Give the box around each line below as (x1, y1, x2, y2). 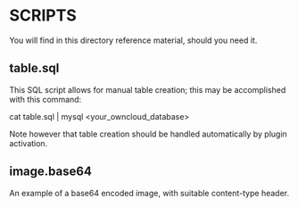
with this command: (9, 94, 82, 104)
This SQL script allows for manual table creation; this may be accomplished (9, 84, 286, 95)
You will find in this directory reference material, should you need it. (9, 35, 258, 46)
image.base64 (9, 164, 92, 179)
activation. (9, 137, 48, 148)
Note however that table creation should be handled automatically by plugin (9, 128, 287, 139)
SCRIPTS (9, 5, 78, 26)
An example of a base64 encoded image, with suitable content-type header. (9, 187, 290, 198)
